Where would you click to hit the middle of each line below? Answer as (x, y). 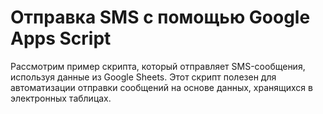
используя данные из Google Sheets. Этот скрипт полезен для (143, 77)
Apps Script (61, 38)
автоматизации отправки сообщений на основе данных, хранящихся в (161, 87)
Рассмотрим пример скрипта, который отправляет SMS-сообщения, (158, 66)
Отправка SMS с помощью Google (160, 17)
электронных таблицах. (61, 98)
